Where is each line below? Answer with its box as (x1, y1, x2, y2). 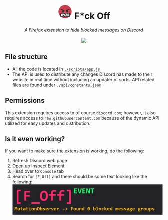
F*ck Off (74, 10, 111, 22)
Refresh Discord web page (12, 158, 67, 164)
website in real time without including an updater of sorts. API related (12, 76, 155, 82)
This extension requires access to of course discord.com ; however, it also (5, 109, 156, 116)
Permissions (5, 96, 45, 105)
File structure (5, 53, 48, 61)
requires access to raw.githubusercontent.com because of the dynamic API (5, 115, 160, 121)
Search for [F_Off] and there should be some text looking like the (12, 174, 147, 180)
